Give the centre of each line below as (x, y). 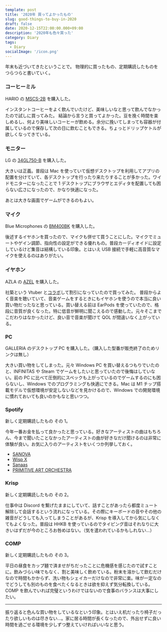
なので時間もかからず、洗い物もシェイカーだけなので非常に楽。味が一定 (79, 578)
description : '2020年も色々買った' (39, 33)
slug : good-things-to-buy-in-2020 (41, 19)
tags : (11, 42)
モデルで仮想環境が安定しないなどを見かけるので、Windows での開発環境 (85, 390)
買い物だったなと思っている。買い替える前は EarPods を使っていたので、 (80, 305)
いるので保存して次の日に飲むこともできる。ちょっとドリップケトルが (90, 128)
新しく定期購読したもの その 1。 (38, 421)
